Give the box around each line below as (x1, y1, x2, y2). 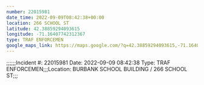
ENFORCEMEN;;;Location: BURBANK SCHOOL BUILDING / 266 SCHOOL (6, 65, 188, 72)
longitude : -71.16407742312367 (6, 31, 86, 37)
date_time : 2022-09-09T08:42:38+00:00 (6, 14, 104, 20)
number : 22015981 (6, 8, 50, 15)
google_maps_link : (6, 43, 53, 49)
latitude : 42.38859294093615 (6, 25, 80, 32)
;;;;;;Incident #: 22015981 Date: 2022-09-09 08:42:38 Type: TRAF (6, 58, 171, 66)
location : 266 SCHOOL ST (6, 20, 69, 26)
